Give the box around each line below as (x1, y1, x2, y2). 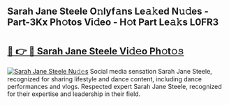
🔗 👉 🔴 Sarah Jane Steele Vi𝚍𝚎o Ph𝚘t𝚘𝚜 (7, 45, 184, 57)
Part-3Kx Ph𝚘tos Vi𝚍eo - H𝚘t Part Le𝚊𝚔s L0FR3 (7, 17, 219, 29)
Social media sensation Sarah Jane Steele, (89, 67, 213, 75)
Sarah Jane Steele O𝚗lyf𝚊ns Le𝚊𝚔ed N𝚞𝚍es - (7, 6, 209, 17)
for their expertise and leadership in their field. (7, 90, 141, 98)
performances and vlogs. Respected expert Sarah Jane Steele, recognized (7, 83, 222, 90)
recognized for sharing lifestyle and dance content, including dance (7, 75, 202, 83)
